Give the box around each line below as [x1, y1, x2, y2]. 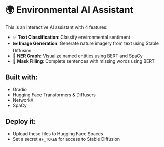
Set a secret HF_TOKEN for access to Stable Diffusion [12, 136, 120, 142]
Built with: [5, 73, 38, 82]
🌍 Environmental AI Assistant [5, 4, 133, 16]
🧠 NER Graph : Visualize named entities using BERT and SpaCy [12, 53, 143, 59]
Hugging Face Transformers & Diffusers [12, 92, 96, 98]
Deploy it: [5, 117, 36, 126]
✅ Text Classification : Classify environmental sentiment [12, 34, 131, 40]
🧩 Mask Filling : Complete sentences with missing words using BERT [12, 58, 155, 64]
